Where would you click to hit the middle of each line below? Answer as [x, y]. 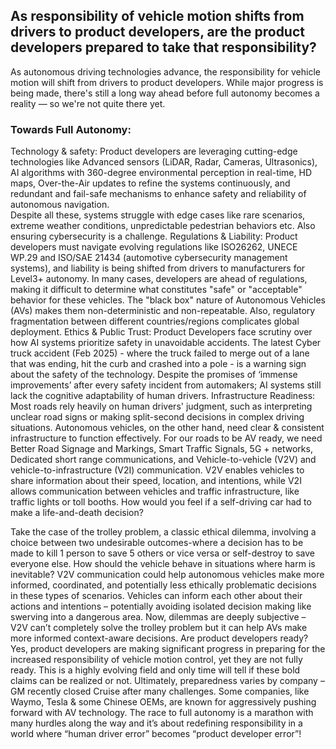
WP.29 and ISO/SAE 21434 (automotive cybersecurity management [149, 258]
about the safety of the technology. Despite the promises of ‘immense [154, 375]
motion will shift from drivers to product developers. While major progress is [167, 82]
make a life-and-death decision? [77, 513]
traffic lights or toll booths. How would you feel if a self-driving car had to [161, 502]
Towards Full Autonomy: [71, 129]
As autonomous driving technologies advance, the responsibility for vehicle [166, 71]
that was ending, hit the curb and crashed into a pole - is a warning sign [158, 364]
